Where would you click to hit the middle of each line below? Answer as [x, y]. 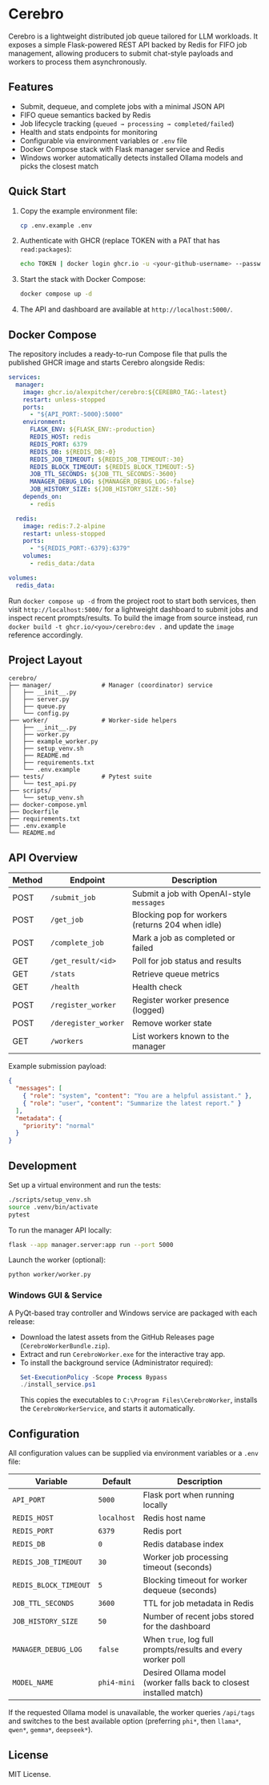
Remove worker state [172, 1023]
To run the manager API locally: [60, 1230]
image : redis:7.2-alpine [64, 526]
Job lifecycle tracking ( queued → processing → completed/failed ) [127, 123]
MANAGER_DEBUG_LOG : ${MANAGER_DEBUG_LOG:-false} [112, 482]
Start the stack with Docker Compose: [83, 279]
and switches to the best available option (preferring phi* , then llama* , [125, 1721]
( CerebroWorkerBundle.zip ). [65, 1345]
